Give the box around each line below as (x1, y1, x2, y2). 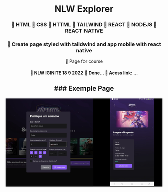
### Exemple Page (54, 84, 114, 93)
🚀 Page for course (65, 58, 103, 64)
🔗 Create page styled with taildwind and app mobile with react (7, 41, 161, 48)
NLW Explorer (54, 3, 114, 15)
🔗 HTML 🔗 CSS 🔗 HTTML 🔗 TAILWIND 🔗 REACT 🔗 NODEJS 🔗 (11, 21, 157, 28)
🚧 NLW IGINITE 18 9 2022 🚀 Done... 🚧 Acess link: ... (30, 70, 138, 76)
